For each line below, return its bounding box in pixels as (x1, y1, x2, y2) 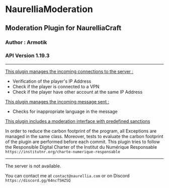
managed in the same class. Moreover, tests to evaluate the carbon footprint (5, 133, 163, 139)
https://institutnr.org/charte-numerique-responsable (5, 149, 121, 154)
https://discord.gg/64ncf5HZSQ (5, 178, 71, 183)
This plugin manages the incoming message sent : (5, 98, 110, 104)
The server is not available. (5, 163, 61, 169)
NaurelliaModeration (5, 4, 93, 15)
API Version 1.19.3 (5, 52, 50, 59)
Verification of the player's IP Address (12, 78, 92, 84)
